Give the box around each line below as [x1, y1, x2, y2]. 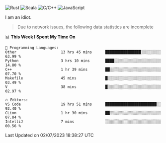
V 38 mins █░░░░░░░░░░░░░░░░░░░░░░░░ [5, 84, 162, 89]
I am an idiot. [5, 14, 32, 20]
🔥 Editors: [5, 97, 28, 102]
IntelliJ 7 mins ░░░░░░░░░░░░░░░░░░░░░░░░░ [5, 119, 162, 124]
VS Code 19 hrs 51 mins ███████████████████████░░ [5, 102, 162, 107]
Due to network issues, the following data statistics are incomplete [17, 24, 154, 30]
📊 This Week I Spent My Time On [5, 34, 76, 40]
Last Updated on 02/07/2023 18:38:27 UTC [5, 132, 94, 138]
